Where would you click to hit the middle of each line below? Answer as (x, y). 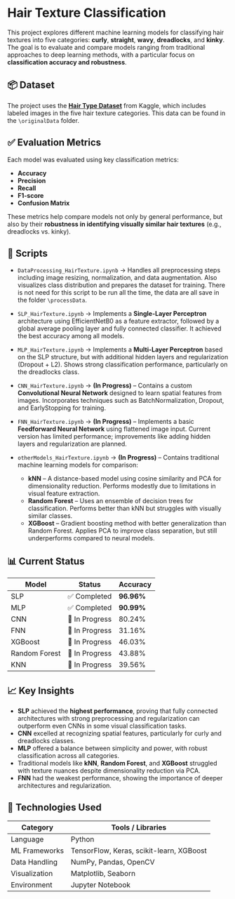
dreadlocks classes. (46, 741)
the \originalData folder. (43, 120)
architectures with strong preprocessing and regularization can (108, 718)
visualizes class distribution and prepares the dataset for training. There (121, 285)
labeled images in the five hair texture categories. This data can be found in (116, 113)
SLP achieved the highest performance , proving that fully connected (117, 711)
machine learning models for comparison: (78, 465)
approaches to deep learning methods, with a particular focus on (101, 55)
